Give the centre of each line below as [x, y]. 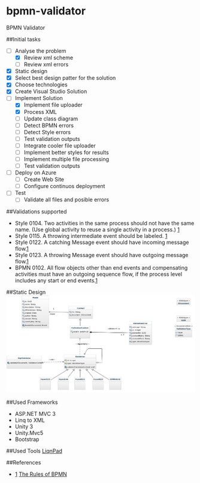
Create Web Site [44, 179]
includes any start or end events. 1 [56, 280]
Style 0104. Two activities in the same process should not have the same [104, 224]
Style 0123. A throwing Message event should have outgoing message [101, 255]
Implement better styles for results [66, 152]
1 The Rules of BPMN [41, 474]
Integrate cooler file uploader [60, 146]
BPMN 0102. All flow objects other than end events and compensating [101, 268]
